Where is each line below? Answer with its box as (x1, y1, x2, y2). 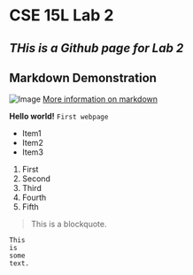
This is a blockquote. (30, 218, 107, 230)
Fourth (21, 192, 47, 203)
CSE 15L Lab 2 (9, 5, 114, 26)
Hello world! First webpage (9, 111, 109, 122)
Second (21, 173, 51, 184)
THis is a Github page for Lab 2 (9, 41, 184, 56)
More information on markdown (42, 94, 158, 104)
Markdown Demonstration (9, 70, 158, 85)
